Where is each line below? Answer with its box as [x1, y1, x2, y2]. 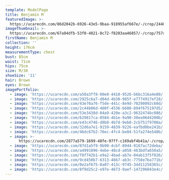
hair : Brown [5, 78, 30, 83]
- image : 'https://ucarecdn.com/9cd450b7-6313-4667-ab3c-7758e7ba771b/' [10, 157, 165, 162]
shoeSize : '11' [5, 73, 37, 78]
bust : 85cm [5, 54, 28, 59]
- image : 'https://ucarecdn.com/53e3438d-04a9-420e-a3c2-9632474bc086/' [10, 110, 165, 116]
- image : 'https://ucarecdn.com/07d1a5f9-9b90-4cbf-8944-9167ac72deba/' [10, 143, 165, 149]
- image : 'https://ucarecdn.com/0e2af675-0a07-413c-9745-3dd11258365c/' [10, 162, 165, 167]
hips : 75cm [5, 64, 28, 69]
